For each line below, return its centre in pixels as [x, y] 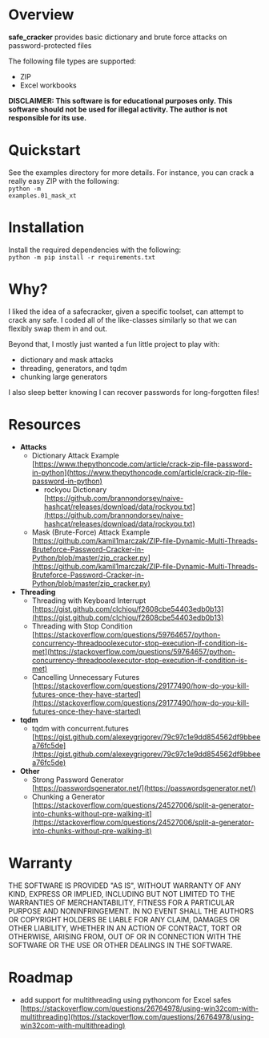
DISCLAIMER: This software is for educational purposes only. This [120, 100]
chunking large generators [64, 377]
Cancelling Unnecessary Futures [86, 677]
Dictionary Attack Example [76, 455]
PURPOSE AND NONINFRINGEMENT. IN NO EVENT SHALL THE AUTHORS [131, 911]
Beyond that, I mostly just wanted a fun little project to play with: [114, 344]
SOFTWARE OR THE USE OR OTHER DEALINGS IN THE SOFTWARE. [120, 945]
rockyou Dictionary [75, 489]
